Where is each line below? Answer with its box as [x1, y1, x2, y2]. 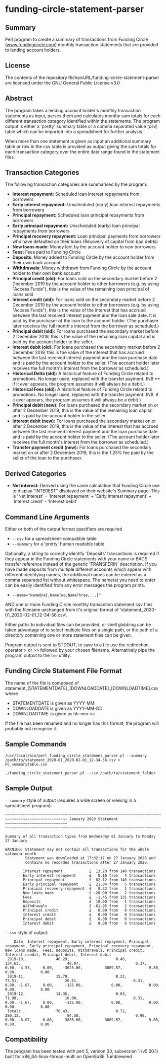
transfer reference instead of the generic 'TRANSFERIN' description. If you [5, 561, 157, 567]
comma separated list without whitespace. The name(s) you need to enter [5, 577, 156, 583]
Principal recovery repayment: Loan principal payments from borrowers [12, 233, 161, 239]
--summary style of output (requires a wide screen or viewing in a [5, 797, 136, 803]
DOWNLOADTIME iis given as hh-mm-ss [12, 710, 95, 716]
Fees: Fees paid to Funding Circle [12, 249, 81, 255]
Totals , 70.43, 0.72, [7, 1008, 127, 1014]
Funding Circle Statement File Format [5, 667, 122, 675]
